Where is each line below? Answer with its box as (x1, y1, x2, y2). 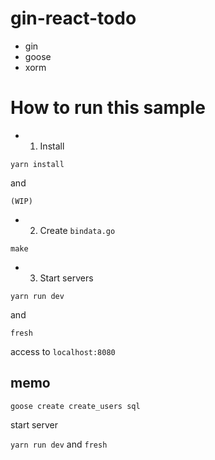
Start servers (39, 272, 94, 284)
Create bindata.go (39, 224, 116, 236)
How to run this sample (10, 97, 206, 119)
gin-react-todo (10, 7, 137, 30)
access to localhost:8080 (10, 345, 116, 357)
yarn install (10, 159, 65, 169)
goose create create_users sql (10, 401, 141, 411)
